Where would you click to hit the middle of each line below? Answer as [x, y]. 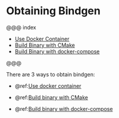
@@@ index [21, 27]
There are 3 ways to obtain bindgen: [51, 74]
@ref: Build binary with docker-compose [64, 109]
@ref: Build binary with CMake [51, 97]
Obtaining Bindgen [54, 11]
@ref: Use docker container [48, 86]
